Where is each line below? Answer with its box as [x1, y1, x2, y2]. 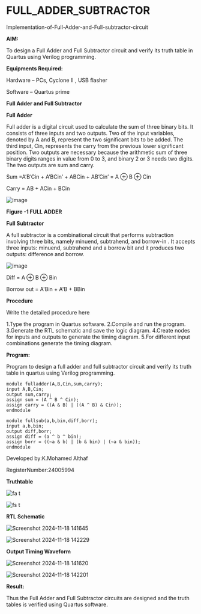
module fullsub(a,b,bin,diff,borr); [6, 417, 98, 424]
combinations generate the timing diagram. [6, 339, 113, 346]
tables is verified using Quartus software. [6, 601, 108, 608]
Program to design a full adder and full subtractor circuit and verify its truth [6, 363, 192, 370]
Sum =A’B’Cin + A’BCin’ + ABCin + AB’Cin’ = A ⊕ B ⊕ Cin [6, 173, 151, 180]
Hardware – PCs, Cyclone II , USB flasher [6, 76, 108, 84]
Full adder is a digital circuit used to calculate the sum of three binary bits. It [6, 123, 194, 130]
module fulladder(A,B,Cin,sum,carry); [6, 381, 103, 387]
